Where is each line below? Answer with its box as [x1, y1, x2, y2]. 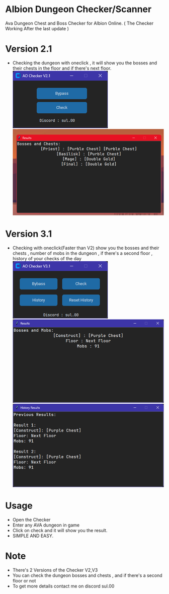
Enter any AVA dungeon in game [12, 522, 79, 528]
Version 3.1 [5, 228, 52, 240]
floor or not [12, 577, 36, 583]
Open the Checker [12, 516, 51, 523]
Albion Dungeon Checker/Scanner [5, 4, 152, 15]
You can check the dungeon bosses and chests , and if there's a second [12, 572, 162, 578]
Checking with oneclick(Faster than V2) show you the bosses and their [12, 245, 159, 251]
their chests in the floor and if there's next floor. [12, 65, 112, 71]
